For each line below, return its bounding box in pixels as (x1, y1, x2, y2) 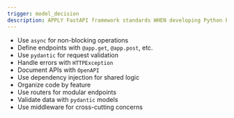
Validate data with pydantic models (17, 95, 118, 103)
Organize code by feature (17, 80, 91, 89)
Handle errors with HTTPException (17, 58, 114, 66)
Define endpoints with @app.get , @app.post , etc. (17, 43, 153, 52)
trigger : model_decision (7, 10, 79, 17)
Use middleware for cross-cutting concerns (17, 103, 143, 111)
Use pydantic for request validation (17, 50, 118, 59)
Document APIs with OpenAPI (17, 66, 100, 74)
